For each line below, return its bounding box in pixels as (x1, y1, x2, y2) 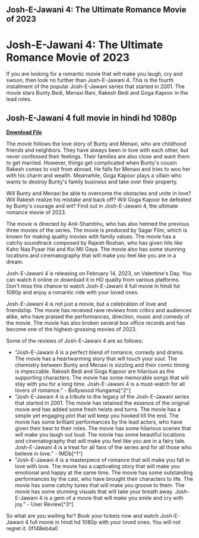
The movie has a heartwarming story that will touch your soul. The (14, 355, 178, 362)
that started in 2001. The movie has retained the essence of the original (14, 399, 190, 407)
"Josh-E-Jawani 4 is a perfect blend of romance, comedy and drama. (14, 349, 184, 356)
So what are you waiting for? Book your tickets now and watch (6, 512, 159, 520)
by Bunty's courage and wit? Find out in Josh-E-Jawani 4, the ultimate (6, 203, 178, 210)
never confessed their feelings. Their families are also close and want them (6, 153, 190, 160)
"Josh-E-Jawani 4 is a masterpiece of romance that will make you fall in (14, 456, 190, 464)
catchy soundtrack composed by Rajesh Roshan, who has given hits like (6, 240, 183, 247)
